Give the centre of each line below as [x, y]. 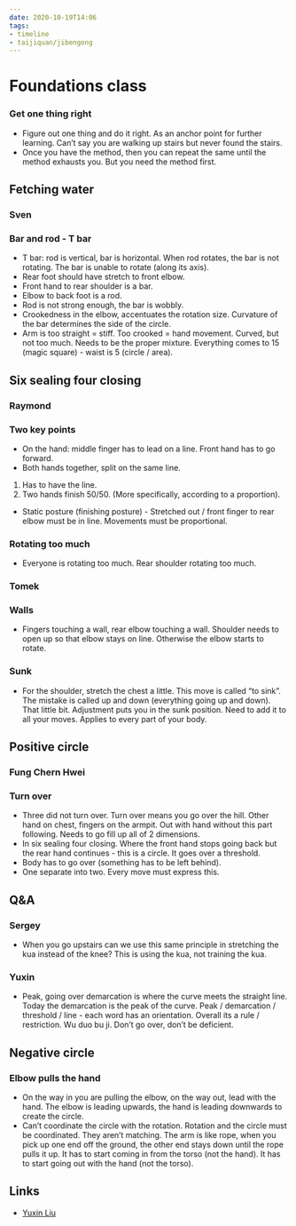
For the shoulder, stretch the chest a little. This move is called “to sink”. [152, 690]
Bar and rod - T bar [51, 238]
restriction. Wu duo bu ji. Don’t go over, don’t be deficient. [128, 1025]
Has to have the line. [59, 484]
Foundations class [78, 86]
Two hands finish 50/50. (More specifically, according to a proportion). [151, 494]
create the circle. [53, 1117]
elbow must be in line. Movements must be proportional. [125, 521]
